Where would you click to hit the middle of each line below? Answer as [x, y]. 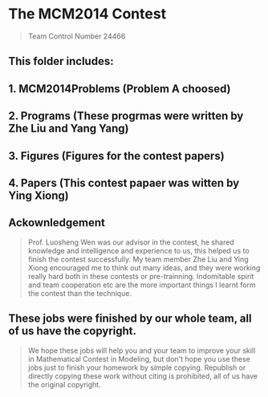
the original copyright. [65, 384]
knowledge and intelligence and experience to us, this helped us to [139, 250]
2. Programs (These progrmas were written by [126, 116]
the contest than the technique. [80, 293]
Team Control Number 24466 [77, 36]
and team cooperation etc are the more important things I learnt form [142, 285]
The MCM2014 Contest [87, 14]
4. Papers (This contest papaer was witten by [124, 182]
